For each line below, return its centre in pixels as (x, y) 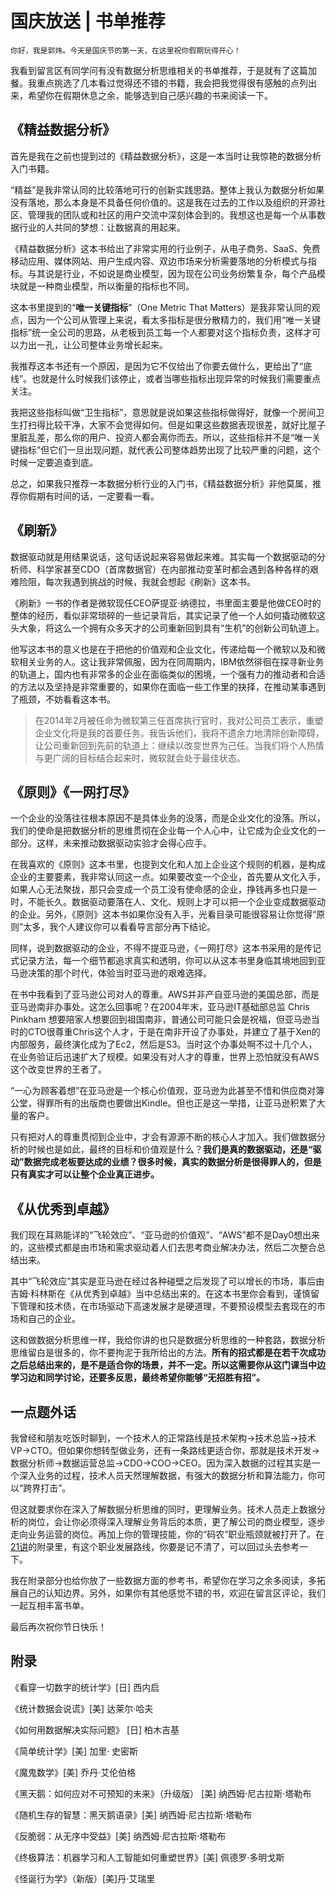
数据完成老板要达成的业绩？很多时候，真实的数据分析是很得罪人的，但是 (172, 1162)
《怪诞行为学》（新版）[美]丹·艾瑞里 (83, 1878)
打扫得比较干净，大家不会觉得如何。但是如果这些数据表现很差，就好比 (163, 424)
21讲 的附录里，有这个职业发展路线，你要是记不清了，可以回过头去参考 (155, 1546)
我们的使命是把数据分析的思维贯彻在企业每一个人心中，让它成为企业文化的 (163, 831)
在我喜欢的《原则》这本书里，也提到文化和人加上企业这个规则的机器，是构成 (168, 864)
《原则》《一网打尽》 (73, 792)
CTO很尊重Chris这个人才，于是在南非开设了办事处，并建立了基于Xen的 (174, 1032)
